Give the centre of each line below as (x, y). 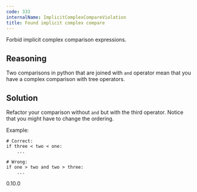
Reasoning (26, 58)
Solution (22, 98)
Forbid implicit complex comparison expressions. (66, 40)
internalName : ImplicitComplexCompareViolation (66, 17)
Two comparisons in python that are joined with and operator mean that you (99, 73)
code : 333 (18, 12)
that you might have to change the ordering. (60, 119)
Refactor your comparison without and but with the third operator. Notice (95, 112)
